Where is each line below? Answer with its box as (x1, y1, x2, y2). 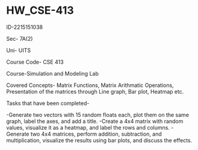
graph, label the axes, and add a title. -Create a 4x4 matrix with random (6, 118, 184, 125)
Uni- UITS (6, 46, 31, 54)
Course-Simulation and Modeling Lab (6, 70, 99, 77)
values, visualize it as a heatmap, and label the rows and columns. (6, 124, 170, 131)
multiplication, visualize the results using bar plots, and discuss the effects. (6, 136, 193, 144)
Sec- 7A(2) (6, 35, 33, 42)
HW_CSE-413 (6, 4, 74, 17)
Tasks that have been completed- (6, 100, 90, 107)
